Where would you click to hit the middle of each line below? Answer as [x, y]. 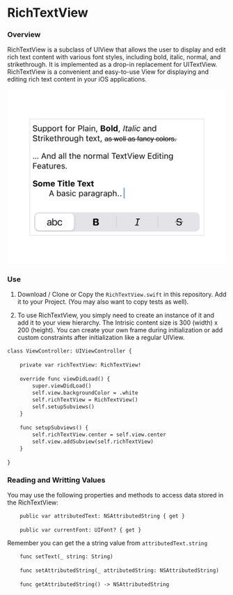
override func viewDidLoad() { [65, 379]
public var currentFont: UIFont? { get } [80, 530]
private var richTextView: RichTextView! [80, 365]
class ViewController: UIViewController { [70, 351]
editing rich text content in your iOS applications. [77, 79]
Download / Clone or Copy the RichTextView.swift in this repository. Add [122, 294]
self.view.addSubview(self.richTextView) [93, 441]
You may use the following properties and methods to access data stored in [115, 495]
